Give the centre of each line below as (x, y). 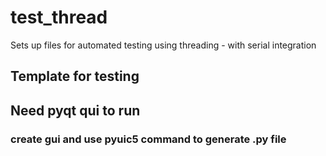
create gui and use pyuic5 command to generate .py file (148, 139)
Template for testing (75, 76)
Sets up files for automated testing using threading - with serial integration (163, 45)
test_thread (59, 17)
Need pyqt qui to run (75, 110)
